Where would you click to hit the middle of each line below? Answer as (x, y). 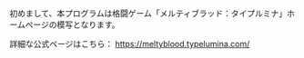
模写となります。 (88, 24)
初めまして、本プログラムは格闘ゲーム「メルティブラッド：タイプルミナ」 (148, 13)
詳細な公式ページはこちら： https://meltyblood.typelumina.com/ (130, 44)
